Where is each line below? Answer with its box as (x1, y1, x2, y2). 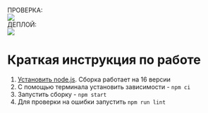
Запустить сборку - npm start (17, 90, 107, 98)
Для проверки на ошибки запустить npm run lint (17, 98, 166, 106)
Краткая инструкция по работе (7, 52, 201, 68)
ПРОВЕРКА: (7, 6, 43, 14)
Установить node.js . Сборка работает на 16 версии (17, 75, 171, 84)
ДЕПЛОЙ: (7, 20, 37, 29)
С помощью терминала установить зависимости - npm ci (17, 82, 191, 91)
